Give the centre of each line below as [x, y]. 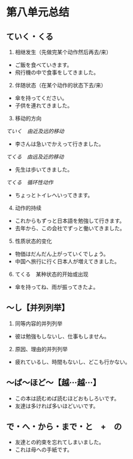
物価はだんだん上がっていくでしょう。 [62, 254]
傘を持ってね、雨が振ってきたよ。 [57, 287]
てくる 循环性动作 [30, 182]
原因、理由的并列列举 [41, 349]
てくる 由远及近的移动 [35, 157]
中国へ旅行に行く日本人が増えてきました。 [67, 261]
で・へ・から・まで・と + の [64, 427]
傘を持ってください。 [41, 98]
